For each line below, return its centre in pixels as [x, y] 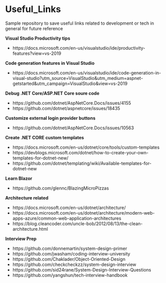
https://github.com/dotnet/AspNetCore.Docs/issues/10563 [73, 128]
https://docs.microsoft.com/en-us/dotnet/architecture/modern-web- [84, 213]
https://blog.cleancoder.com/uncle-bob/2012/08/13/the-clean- [77, 223]
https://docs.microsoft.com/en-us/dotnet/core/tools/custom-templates [86, 147]
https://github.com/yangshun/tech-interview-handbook [70, 275]
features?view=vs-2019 [37, 53]
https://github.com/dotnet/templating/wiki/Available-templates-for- [82, 163]
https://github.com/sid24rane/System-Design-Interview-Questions [82, 269]
